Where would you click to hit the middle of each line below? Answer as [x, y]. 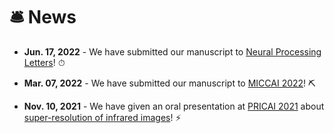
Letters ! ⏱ [44, 62]
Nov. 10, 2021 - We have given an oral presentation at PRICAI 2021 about [174, 106]
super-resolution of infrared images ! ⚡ [102, 117]
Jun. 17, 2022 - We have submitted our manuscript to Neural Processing [172, 51]
